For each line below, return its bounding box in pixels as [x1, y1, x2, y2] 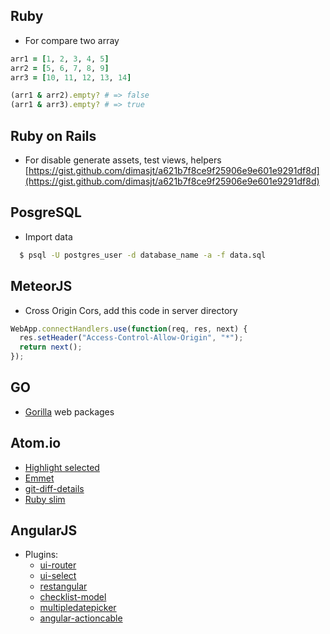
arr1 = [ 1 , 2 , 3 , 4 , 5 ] [10, 54, 110, 64]
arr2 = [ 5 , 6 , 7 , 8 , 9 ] [10, 63, 110, 73]
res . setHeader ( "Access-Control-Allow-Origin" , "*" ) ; [19, 333, 244, 343]
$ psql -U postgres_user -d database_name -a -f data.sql [19, 250, 267, 260]
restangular [39, 580, 88, 593]
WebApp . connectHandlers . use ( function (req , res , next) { [10, 324, 248, 334]
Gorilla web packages [24, 405, 115, 418]
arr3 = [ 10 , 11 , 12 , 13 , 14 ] [10, 72, 132, 83]
